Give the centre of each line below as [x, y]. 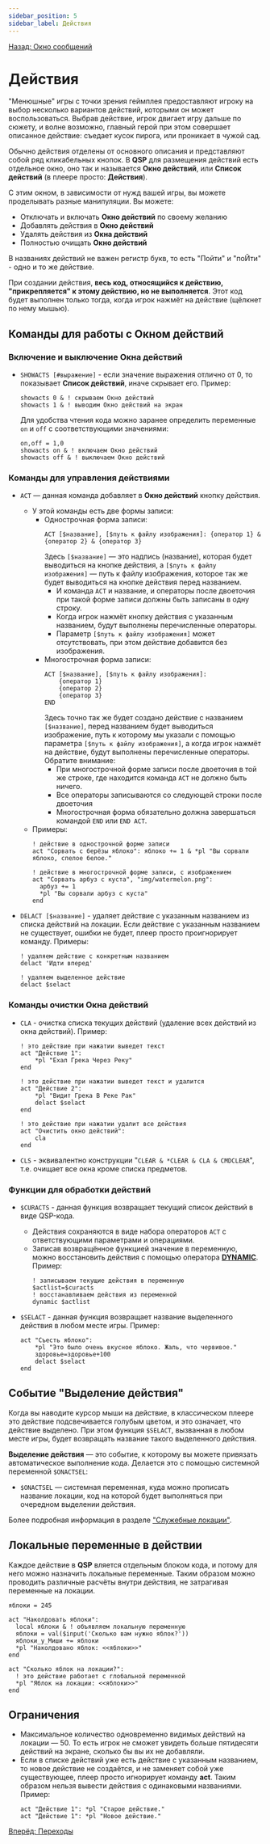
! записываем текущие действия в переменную [108, 1281]
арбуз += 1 [58, 887]
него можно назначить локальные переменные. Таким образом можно [132, 1573]
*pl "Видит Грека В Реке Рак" [85, 1095]
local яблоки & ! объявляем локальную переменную [100, 1627]
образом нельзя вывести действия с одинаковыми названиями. [131, 1786]
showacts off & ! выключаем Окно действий [92, 458]
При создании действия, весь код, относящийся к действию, [116, 283]
